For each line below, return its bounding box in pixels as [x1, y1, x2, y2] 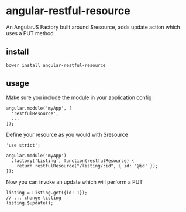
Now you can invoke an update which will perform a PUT [6, 178, 143, 186]
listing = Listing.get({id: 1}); [6, 190, 88, 196]
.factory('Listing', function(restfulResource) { [11, 157, 135, 164]
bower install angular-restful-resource [6, 62, 106, 68]
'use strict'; [6, 142, 41, 148]
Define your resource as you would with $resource [6, 131, 129, 138]
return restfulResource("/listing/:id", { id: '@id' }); [16, 163, 159, 169]
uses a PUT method [6, 29, 54, 36]
